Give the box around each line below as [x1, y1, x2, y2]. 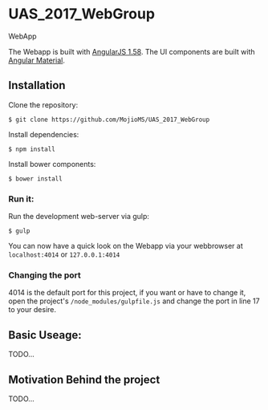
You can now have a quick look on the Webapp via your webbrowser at [8, 242, 243, 251]
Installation [8, 79, 66, 92]
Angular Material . [8, 55, 66, 65]
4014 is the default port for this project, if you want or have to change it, [8, 288, 246, 298]
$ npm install [8, 145, 56, 153]
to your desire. [8, 305, 56, 315]
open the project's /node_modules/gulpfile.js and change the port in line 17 [8, 296, 260, 306]
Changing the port [8, 270, 82, 281]
